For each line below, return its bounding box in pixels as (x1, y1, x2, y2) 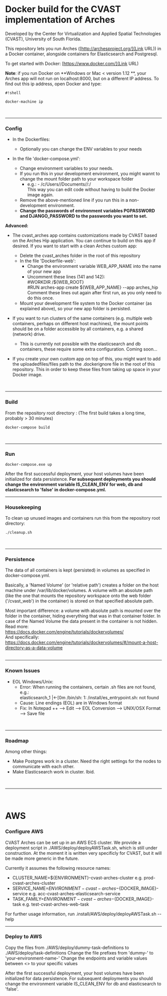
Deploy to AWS (5, 933, 42, 940)
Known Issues (5, 667, 40, 674)
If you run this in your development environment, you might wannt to (19, 171, 160, 177)
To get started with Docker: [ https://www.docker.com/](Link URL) (5, 60, 139, 66)
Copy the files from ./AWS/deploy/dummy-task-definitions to (5, 944, 129, 951)
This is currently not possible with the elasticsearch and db (19, 341, 141, 347)
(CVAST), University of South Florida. (5, 36, 82, 42)
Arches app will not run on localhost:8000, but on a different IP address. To (5, 75, 159, 81)
